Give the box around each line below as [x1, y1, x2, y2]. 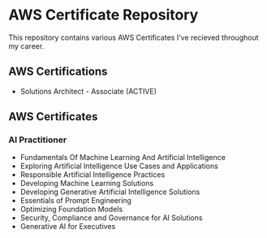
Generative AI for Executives [19, 222, 116, 232]
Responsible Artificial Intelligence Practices [19, 170, 166, 180]
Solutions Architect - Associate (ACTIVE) [19, 86, 157, 96]
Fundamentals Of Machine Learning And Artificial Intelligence [19, 153, 226, 162]
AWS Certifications [8, 65, 108, 79]
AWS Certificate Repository [8, 6, 199, 24]
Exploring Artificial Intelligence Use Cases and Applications [19, 161, 219, 171]
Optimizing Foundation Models [19, 205, 123, 214]
